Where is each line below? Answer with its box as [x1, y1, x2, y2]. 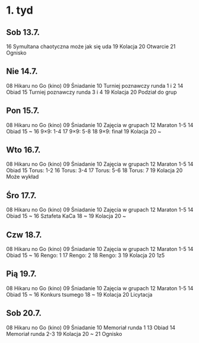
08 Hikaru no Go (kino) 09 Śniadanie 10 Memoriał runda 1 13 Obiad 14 [6, 324, 176, 331]
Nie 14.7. [6, 66, 38, 77]
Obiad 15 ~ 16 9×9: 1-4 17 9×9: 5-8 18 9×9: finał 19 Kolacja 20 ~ [6, 128, 162, 135]
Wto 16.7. [6, 145, 41, 155]
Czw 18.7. [6, 230, 42, 240]
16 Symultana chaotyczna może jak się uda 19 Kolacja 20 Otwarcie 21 [6, 43, 176, 50]
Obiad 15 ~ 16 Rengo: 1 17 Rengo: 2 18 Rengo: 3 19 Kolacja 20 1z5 [6, 252, 165, 259]
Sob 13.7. [6, 27, 40, 37]
